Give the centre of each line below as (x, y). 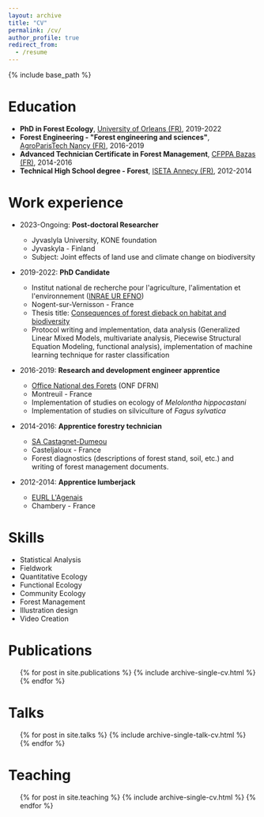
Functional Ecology (51, 585)
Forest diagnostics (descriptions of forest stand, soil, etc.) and (133, 458)
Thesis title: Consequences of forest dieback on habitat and (129, 313)
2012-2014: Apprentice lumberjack (77, 482)
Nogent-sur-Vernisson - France (83, 304)
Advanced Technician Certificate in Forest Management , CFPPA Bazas (138, 154)
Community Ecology (53, 593)
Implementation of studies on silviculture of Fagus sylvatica (129, 410)
